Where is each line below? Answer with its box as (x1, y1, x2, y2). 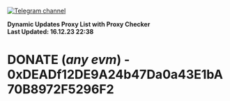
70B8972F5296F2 (7, 81, 114, 98)
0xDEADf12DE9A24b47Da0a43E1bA (7, 67, 223, 83)
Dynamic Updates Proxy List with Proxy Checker (7, 20, 151, 28)
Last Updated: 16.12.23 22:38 (7, 28, 94, 36)
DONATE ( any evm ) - (7, 52, 130, 68)
